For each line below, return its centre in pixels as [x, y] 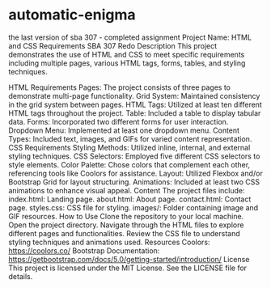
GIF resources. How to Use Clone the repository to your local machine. [126, 216]
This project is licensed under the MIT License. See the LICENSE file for [128, 268]
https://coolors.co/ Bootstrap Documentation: [84, 250]
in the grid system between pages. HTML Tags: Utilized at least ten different [135, 104]
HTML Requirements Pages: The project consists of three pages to [119, 87]
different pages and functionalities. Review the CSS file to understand [124, 233]
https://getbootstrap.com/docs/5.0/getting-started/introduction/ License [129, 259]
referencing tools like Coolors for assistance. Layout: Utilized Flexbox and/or [135, 173]
